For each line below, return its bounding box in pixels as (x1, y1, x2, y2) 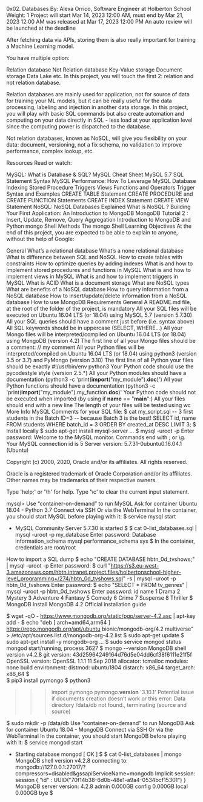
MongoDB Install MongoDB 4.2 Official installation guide (6, 601, 147, 608)
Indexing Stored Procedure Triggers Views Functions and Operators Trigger (6, 184, 195, 191)
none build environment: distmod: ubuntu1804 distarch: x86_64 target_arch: (6, 664, 196, 671)
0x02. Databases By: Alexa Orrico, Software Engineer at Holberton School (6, 5, 191, 12)
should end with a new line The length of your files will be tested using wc (6, 402, 191, 408)
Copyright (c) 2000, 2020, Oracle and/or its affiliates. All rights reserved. (6, 459, 188, 465)
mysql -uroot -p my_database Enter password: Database (15, 531, 156, 538)
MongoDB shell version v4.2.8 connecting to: (15, 757, 128, 764)
